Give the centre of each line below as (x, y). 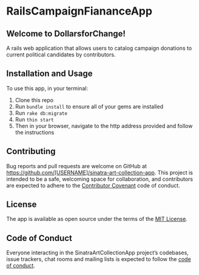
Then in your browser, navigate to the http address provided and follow (104, 126)
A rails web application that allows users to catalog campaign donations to (99, 48)
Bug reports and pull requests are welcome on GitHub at (77, 166)
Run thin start (34, 119)
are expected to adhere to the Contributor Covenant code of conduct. (93, 185)
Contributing (31, 151)
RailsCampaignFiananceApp (79, 11)
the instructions (35, 132)
